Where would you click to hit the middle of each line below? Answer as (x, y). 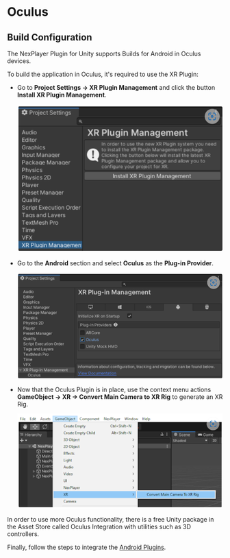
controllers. (23, 534)
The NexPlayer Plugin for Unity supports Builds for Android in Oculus (104, 53)
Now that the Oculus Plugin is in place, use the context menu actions (114, 390)
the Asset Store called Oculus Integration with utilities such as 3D (99, 527)
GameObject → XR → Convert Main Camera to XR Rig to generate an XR (120, 397)
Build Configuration (50, 37)
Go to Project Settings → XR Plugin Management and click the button (116, 87)
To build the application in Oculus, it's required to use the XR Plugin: (103, 74)
